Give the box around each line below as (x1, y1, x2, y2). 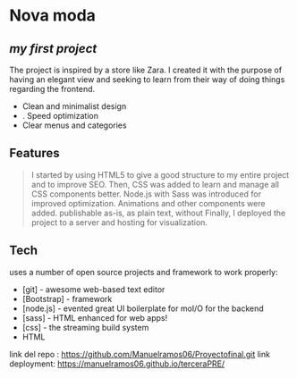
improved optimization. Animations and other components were (30, 197, 266, 208)
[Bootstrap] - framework (21, 293, 113, 304)
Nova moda (9, 5, 97, 26)
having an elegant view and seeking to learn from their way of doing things (9, 74, 285, 85)
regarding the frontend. (9, 84, 96, 94)
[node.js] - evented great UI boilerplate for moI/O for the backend (21, 303, 264, 314)
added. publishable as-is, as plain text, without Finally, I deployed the (30, 207, 286, 218)
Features (9, 146, 60, 161)
